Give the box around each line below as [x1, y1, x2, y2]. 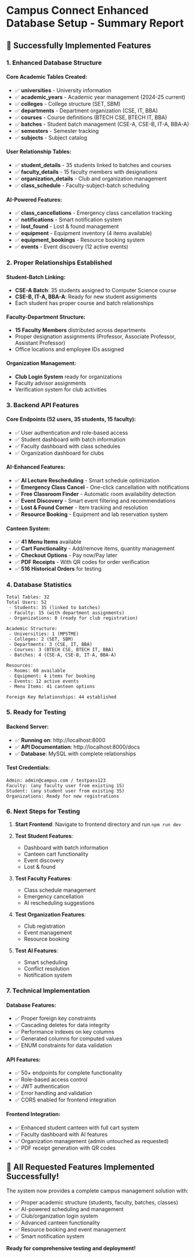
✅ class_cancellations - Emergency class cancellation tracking [14, 209, 172, 216]
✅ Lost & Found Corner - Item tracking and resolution [14, 503, 148, 511]
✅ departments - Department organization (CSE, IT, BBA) [14, 106, 158, 114]
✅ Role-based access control [14, 1076, 88, 1083]
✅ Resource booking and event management [14, 1226, 126, 1233]
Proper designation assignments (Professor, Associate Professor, [14, 333, 176, 340]
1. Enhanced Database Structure [6, 58, 102, 67]
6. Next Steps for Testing [6, 807, 80, 815]
